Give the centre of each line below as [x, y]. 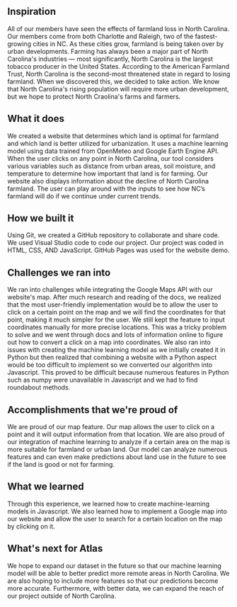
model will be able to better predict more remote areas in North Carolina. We [118, 573]
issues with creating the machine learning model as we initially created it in [116, 350]
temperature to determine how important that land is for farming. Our [108, 174]
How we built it [41, 219]
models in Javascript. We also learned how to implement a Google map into [117, 511]
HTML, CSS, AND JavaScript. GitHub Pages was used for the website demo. [118, 250]
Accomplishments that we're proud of [93, 410]
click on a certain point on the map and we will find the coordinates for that [117, 312]
